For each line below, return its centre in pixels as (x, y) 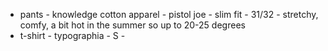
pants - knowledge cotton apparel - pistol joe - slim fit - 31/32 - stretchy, (169, 14)
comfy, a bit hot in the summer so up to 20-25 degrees (132, 25)
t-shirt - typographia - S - (72, 35)
